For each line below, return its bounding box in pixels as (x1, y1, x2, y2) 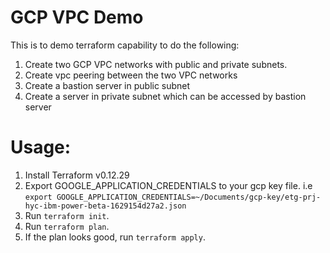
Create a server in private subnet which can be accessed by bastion (24, 90, 307, 102)
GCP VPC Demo (10, 6, 144, 29)
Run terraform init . (24, 209, 110, 221)
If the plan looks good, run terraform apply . (24, 231, 206, 243)
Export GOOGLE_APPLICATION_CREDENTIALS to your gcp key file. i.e (24, 179, 313, 191)
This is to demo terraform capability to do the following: (10, 39, 240, 51)
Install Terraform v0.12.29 (24, 169, 130, 181)
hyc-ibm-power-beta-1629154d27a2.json (24, 201, 187, 211)
